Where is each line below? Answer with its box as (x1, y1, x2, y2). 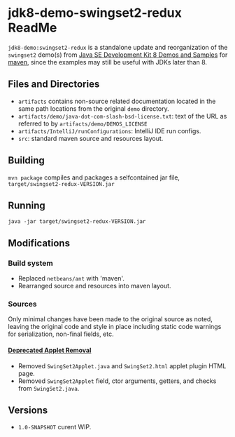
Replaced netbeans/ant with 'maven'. (17, 274, 124, 283)
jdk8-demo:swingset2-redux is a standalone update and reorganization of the (8, 43, 228, 51)
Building (8, 154, 45, 166)
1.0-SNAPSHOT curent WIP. (17, 423, 92, 431)
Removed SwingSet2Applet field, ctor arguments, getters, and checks (17, 377, 217, 385)
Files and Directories (8, 79, 100, 90)
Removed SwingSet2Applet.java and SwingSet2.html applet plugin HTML (17, 361, 227, 370)
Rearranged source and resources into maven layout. (17, 282, 171, 290)
